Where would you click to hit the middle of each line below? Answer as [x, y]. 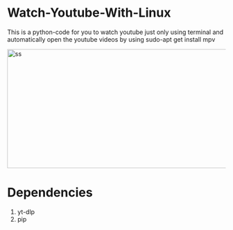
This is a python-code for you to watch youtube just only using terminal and [115, 32]
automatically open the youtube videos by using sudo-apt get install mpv [111, 39]
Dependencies [50, 193]
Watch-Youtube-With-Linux [89, 13]
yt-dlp [26, 212]
